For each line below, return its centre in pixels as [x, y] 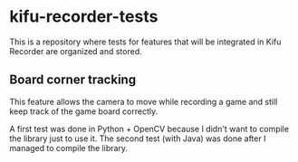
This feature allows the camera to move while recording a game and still [144, 101]
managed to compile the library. [69, 148]
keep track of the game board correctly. [84, 111]
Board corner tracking [73, 80]
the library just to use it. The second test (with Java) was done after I [138, 138]
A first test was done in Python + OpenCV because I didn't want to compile [149, 129]
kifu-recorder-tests [84, 17]
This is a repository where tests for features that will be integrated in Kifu [145, 42]
